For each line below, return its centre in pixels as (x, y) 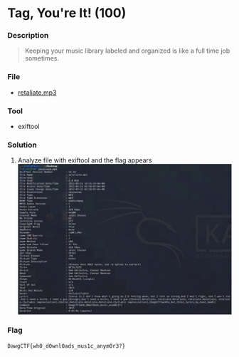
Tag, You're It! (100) (67, 13)
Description (28, 36)
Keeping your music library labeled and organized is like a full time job (127, 51)
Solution (22, 145)
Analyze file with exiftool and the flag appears (85, 160)
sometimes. (42, 58)
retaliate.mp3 (37, 92)
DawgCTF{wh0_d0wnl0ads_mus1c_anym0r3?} (67, 346)
